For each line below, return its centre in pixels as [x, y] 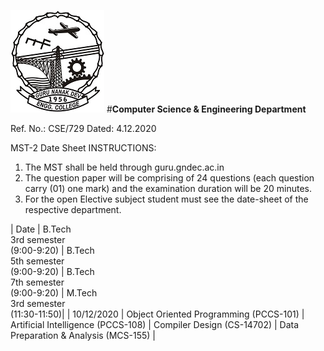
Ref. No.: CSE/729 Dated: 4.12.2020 [83, 128]
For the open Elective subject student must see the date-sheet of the [166, 199]
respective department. [73, 209]
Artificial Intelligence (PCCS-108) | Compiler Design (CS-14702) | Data [155, 324]
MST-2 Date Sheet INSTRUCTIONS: [83, 148]
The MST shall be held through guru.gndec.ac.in [124, 167]
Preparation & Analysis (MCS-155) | [83, 335]
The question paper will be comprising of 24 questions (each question [169, 178]
